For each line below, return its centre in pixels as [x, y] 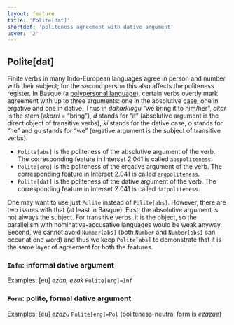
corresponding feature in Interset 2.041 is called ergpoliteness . [109, 174]
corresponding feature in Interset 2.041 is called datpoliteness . [109, 189]
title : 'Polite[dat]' [39, 20]
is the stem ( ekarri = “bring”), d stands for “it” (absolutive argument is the [113, 116]
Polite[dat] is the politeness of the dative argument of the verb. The [117, 181]
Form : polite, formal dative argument [69, 298]
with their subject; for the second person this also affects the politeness [111, 86]
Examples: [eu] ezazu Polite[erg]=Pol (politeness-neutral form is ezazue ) [115, 314]
